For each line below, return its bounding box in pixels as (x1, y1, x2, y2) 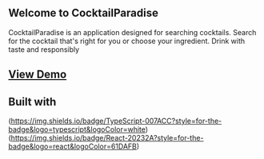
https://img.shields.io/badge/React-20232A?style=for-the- (10, 133, 204, 143)
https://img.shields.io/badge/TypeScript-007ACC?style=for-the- (10, 116, 222, 126)
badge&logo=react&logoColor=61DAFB (8, 141, 138, 151)
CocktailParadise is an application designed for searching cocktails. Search (8, 27, 257, 37)
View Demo (8, 68, 67, 81)
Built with (8, 95, 57, 109)
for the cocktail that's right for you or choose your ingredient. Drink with (8, 36, 246, 46)
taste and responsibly (8, 44, 80, 54)
